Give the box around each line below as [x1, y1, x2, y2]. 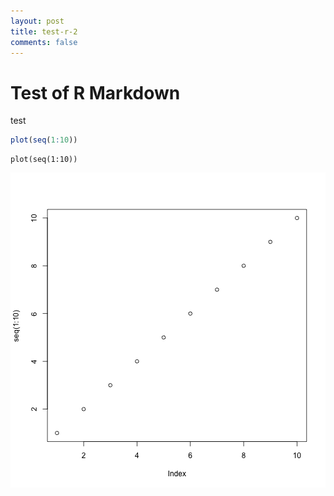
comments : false [10, 37, 78, 47]
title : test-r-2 [10, 26, 78, 37]
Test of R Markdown [10, 81, 181, 104]
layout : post [10, 16, 65, 26]
